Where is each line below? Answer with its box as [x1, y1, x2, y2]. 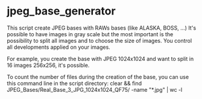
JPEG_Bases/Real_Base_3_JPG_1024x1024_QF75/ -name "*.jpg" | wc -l [7, 86, 183, 93]
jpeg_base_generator [7, 4, 116, 18]
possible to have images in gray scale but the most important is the [7, 30, 174, 37]
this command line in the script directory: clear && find [7, 80, 142, 87]
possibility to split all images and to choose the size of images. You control [7, 37, 192, 44]
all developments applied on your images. [7, 43, 110, 51]
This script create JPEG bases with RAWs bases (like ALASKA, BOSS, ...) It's [7, 24, 197, 31]
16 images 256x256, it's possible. [7, 62, 90, 69]
